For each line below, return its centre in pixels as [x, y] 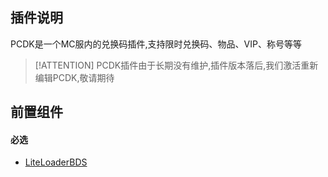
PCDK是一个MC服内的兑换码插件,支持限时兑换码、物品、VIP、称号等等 [156, 44]
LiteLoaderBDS [56, 162]
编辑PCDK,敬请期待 [74, 77]
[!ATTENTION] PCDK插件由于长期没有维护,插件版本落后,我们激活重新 [176, 65]
